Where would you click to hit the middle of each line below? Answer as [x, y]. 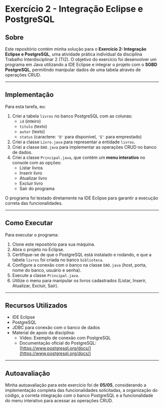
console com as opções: [37, 162]
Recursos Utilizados [36, 306]
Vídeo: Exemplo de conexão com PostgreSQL [65, 338]
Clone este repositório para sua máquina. [53, 244]
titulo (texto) [33, 126]
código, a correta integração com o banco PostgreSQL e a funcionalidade [79, 395]
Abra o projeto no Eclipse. [38, 249]
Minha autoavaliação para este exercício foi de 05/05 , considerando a [76, 385]
